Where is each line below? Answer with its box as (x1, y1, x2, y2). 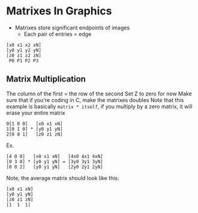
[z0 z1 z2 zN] (6, 52, 42, 58)
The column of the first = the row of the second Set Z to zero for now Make (6, 90, 192, 97)
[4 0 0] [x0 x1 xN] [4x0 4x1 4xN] (6, 153, 103, 160)
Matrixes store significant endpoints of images (14, 24, 130, 31)
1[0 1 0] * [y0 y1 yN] (6, 126, 63, 132)
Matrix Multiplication (6, 74, 86, 85)
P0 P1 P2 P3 (8, 58, 39, 64)
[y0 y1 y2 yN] (6, 47, 42, 53)
